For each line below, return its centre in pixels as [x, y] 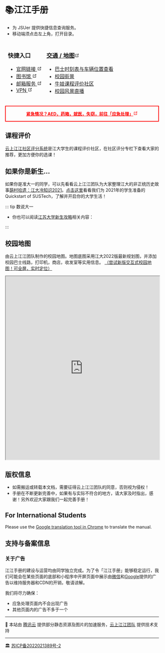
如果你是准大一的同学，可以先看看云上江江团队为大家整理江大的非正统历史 [80, 184]
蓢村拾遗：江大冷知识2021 [36, 190]
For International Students [46, 515]
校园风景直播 [69, 91]
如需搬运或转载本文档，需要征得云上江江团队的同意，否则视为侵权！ [81, 487]
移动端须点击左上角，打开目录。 [44, 34]
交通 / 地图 [60, 56]
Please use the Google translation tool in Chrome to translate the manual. [79, 527]
